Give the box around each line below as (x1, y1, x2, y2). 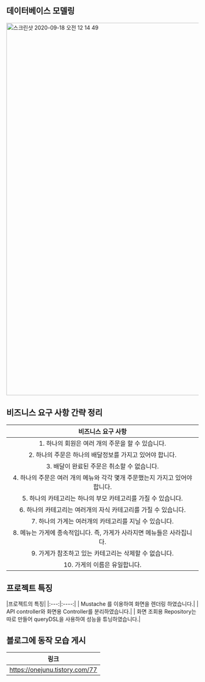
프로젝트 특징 (6, 583, 53, 593)
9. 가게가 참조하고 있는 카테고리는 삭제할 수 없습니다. (31, 549, 174, 557)
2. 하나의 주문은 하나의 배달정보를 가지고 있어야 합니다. (28, 451, 177, 459)
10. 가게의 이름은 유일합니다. (63, 560, 142, 569)
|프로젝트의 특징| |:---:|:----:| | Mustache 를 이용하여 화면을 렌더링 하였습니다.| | (6, 600, 199, 608)
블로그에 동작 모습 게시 (6, 635, 87, 645)
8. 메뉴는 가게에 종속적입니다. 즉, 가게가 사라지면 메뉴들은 (13, 528, 168, 537)
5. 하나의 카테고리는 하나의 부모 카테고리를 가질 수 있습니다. (22, 494, 183, 502)
